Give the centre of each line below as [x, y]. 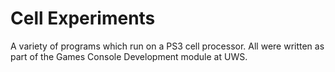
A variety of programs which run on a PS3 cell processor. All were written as [167, 46]
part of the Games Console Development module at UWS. [129, 56]
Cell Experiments [83, 18]
